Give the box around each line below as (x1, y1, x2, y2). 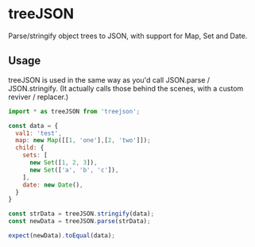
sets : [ (22, 152, 48, 160)
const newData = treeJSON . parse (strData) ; (8, 218, 151, 226)
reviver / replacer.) (8, 92, 69, 102)
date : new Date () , (22, 180, 83, 189)
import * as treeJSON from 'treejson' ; (8, 107, 141, 115)
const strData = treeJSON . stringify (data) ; (8, 210, 155, 218)
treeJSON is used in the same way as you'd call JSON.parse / (8, 75, 211, 84)
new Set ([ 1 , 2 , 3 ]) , (29, 159, 98, 167)
